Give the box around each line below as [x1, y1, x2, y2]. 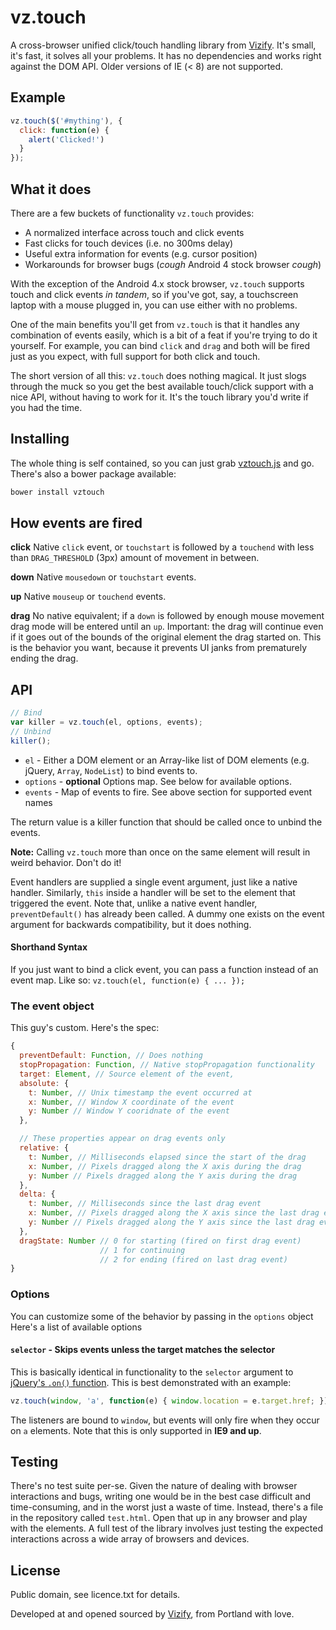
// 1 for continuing [99, 1245, 186, 1255]
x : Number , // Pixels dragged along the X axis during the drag [28, 1161, 302, 1171]
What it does [10, 181, 92, 198]
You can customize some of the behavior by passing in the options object [10, 1310, 314, 1322]
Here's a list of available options [10, 1321, 143, 1333]
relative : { [19, 1143, 70, 1153]
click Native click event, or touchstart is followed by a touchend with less [10, 541, 315, 553]
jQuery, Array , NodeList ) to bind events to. [24, 764, 198, 776]
